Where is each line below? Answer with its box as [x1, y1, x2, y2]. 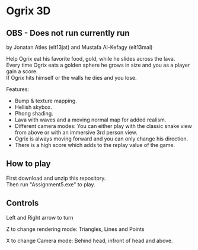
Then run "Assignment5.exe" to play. [6, 180, 96, 188]
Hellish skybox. [14, 104, 52, 111]
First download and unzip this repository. [6, 174, 106, 182]
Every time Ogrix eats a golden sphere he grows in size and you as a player [6, 61, 190, 68]
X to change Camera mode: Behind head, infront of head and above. [6, 237, 173, 244]
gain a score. [6, 68, 38, 75]
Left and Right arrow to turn [6, 214, 74, 221]
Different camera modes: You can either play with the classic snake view [14, 123, 193, 129]
